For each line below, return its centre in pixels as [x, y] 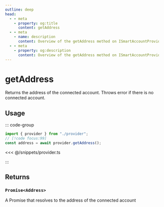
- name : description [35, 37]
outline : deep [20, 10]
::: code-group [20, 125]
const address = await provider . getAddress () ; [53, 143]
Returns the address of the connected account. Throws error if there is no [79, 93]
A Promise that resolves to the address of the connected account [71, 200]
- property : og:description [42, 50]
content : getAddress [39, 28]
